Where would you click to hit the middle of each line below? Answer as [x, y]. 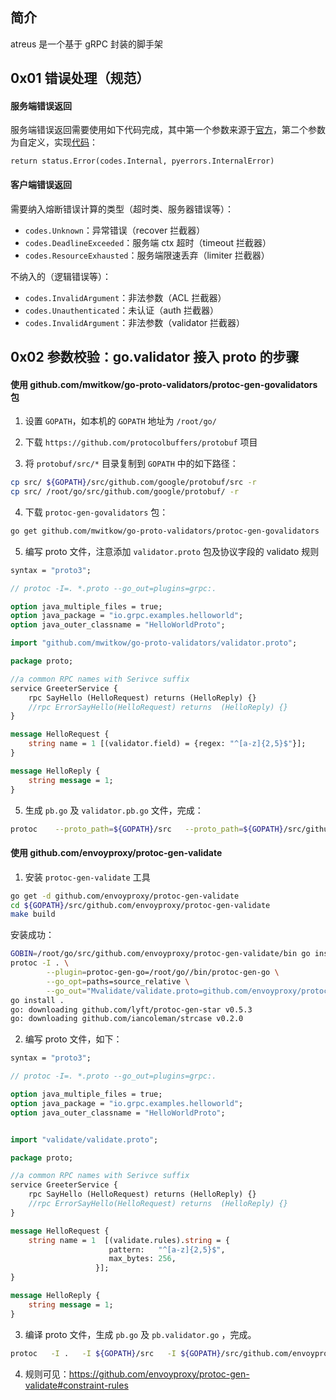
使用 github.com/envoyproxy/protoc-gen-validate [116, 853]
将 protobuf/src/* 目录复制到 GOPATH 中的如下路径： [131, 464]
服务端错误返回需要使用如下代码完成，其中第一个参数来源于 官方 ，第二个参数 [168, 130]
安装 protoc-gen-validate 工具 [87, 877]
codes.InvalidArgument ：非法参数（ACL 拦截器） [125, 297]
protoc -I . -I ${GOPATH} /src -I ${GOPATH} [116, 1353]
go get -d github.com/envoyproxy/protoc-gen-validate [125, 896]
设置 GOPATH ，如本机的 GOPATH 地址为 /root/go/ [120, 421]
